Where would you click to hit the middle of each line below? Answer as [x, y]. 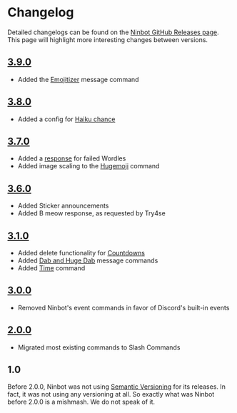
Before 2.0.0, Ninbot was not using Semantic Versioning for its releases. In [117, 387]
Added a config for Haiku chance [66, 119]
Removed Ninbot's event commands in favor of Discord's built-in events [123, 307]
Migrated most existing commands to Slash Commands [99, 347]
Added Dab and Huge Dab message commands [88, 260]
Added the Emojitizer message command [78, 79]
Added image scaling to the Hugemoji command [89, 166]
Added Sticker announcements [63, 206]
